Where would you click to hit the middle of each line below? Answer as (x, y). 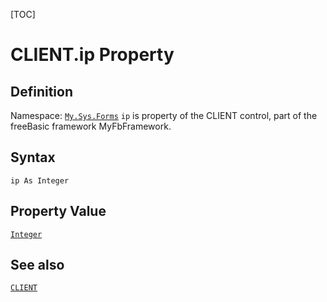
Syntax (33, 157)
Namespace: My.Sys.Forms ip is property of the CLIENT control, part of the (164, 115)
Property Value (58, 211)
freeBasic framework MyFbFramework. (91, 126)
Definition (41, 91)
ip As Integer (40, 180)
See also (37, 265)
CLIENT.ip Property (92, 55)
